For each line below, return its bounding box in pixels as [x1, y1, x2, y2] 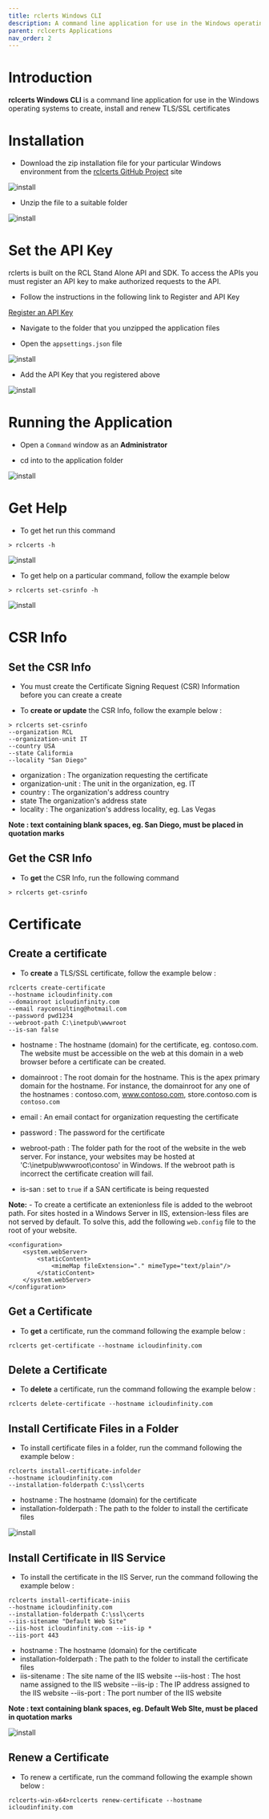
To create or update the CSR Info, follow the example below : [19, 705, 223, 715]
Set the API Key [8, 241, 114, 260]
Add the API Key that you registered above [19, 370, 160, 379]
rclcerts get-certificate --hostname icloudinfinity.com [8, 1341, 203, 1350]
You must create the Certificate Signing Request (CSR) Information [19, 681, 240, 691]
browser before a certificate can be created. [19, 1056, 167, 1067]
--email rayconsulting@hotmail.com [8, 1004, 127, 1013]
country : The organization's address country [19, 787, 170, 796]
